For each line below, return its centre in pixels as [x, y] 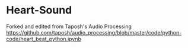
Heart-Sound [39, 10]
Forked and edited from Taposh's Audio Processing [69, 26]
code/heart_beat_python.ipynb [44, 39]
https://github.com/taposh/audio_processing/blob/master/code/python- [94, 32]
